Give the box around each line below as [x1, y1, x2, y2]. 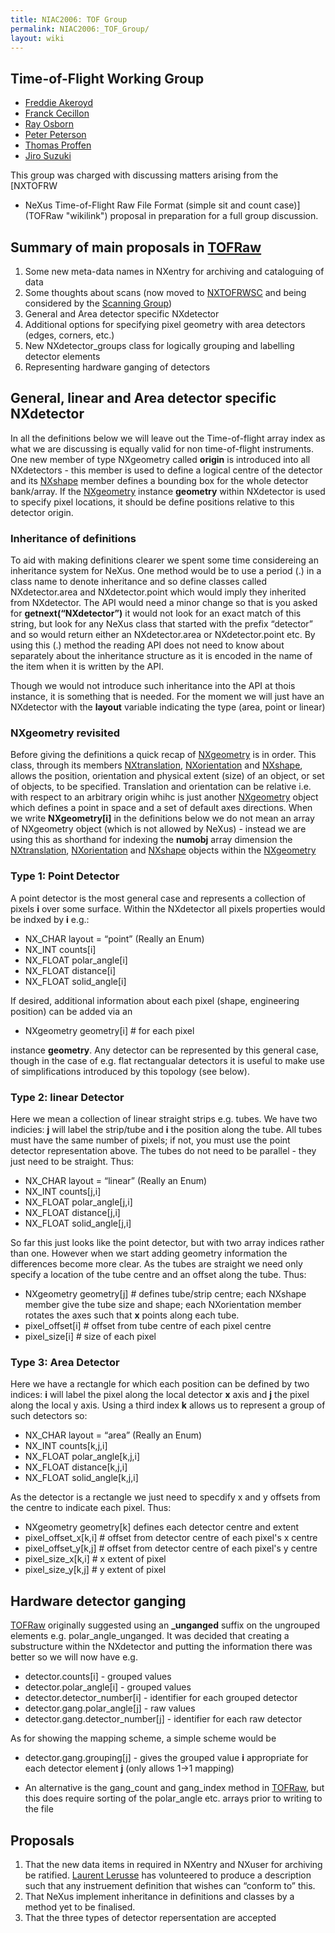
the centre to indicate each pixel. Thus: [10, 1502, 172, 1514]
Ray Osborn [24, 118, 75, 130]
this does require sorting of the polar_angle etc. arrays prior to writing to [24, 1792, 323, 1805]
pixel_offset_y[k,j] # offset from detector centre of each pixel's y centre [24, 1542, 318, 1555]
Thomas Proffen [24, 139, 92, 151]
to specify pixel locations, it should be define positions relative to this [10, 496, 295, 508]
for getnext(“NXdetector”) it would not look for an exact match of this [10, 607, 302, 620]
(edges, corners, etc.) [24, 329, 115, 341]
